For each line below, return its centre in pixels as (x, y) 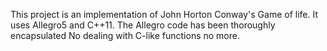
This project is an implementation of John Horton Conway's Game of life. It (164, 14)
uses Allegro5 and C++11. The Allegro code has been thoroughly (143, 25)
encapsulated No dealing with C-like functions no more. (125, 35)
